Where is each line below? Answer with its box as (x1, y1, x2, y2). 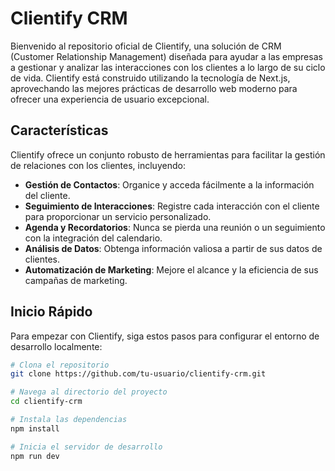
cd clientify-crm (10, 397, 83, 407)
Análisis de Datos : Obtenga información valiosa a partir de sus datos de (24, 242, 323, 254)
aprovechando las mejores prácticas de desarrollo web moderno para (10, 82, 298, 94)
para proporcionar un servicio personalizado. (24, 210, 212, 222)
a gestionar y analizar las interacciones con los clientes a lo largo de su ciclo (10, 61, 326, 73)
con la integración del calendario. (24, 232, 163, 244)
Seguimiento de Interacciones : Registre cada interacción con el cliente (24, 200, 320, 212)
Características (10, 122, 109, 139)
